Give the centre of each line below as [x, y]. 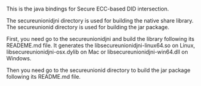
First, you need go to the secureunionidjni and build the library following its [100, 39]
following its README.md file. [44, 77]
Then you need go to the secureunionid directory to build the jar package [98, 70]
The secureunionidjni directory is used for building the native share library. [100, 20]
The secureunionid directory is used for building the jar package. [88, 27]
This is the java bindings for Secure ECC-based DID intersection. [88, 9]
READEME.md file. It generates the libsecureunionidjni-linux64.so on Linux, [101, 45]
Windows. [19, 58]
